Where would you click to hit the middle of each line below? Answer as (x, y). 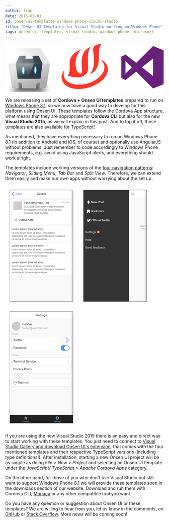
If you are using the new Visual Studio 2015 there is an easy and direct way (83, 436)
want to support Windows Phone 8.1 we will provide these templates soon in (84, 483)
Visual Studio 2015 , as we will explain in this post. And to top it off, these (81, 122)
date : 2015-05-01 (23, 16)
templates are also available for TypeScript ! (50, 127)
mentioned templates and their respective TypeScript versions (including (80, 452)
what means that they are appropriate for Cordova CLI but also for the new (83, 116)
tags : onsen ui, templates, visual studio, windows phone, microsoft (80, 32)
